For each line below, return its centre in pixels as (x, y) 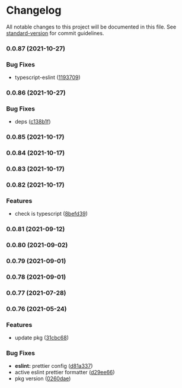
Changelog (34, 10)
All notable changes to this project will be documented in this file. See (91, 27)
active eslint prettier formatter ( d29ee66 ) (65, 373)
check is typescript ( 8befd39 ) (51, 214)
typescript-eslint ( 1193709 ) (48, 77)
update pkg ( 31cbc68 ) (42, 338)
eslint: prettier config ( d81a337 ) (54, 366)
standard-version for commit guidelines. (55, 33)
